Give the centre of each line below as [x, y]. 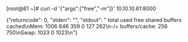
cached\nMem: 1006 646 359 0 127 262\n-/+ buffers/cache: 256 [87, 26]
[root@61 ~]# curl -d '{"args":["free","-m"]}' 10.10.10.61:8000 [81, 9]
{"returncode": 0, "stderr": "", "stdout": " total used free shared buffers [94, 20]
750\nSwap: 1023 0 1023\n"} [42, 33]
